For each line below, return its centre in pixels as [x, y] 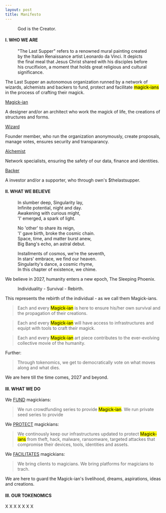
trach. [23, 469]
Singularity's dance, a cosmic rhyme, [55, 264]
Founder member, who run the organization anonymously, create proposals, [83, 136]
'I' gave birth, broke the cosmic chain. [56, 233]
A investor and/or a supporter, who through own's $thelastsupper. [73, 180]
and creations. [20, 484]
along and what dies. [39, 367]
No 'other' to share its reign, [46, 228]
